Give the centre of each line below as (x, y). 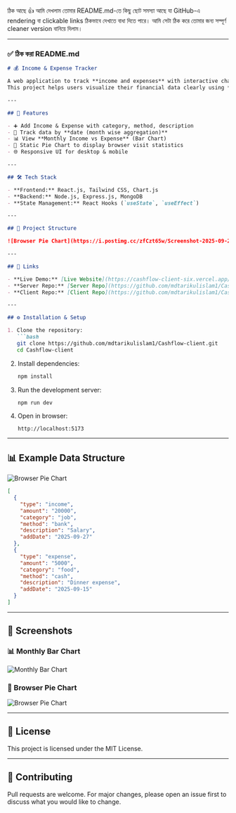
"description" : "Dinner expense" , (70, 583)
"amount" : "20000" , (48, 511)
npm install (35, 376)
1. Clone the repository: (45, 331)
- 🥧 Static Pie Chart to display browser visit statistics (96, 146)
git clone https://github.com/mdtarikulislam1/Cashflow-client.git (117, 343)
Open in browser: (42, 416)
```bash (28, 337)
